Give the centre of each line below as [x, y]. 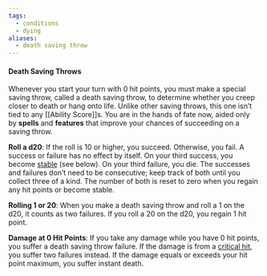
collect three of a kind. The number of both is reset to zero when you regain [133, 181]
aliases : [23, 38]
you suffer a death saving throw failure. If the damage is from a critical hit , [130, 246]
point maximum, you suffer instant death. [76, 264]
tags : [17, 16]
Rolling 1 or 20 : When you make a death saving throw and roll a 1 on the [127, 205]
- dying [28, 30]
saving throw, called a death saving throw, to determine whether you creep [131, 98]
